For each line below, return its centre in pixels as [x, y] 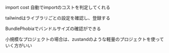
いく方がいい [19, 45]
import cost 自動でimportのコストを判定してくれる [58, 7]
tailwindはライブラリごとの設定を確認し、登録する [58, 18]
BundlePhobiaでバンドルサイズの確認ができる [53, 28]
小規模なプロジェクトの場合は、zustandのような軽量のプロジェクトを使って [85, 39]
